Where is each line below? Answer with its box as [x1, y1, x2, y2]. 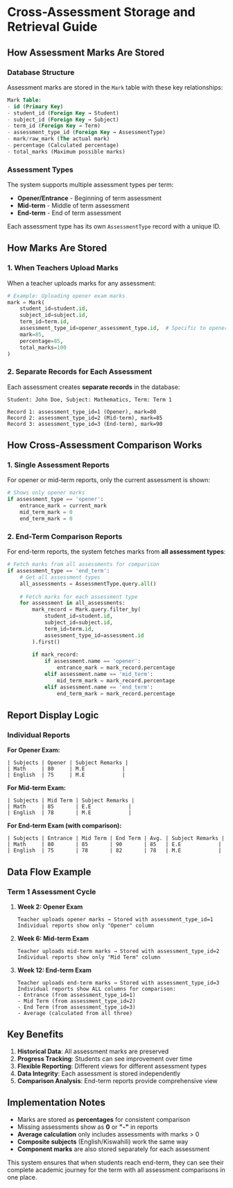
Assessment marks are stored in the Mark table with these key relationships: [7, 83, 223, 91]
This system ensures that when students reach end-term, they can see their [7, 1158, 224, 1166]
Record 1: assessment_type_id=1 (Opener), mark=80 [7, 408, 157, 415]
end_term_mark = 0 [19, 515, 73, 522]
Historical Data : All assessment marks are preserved [17, 1047, 169, 1055]
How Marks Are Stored [7, 242, 107, 254]
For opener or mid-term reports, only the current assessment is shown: [7, 476, 210, 484]
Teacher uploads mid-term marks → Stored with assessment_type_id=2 [17, 948, 220, 955]
